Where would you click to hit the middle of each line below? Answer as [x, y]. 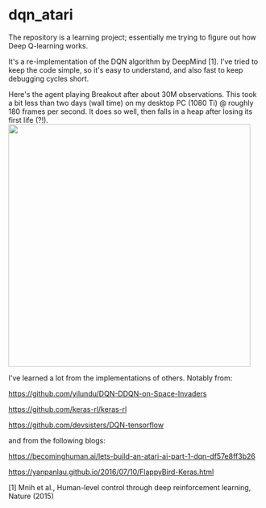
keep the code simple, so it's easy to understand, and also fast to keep [126, 69]
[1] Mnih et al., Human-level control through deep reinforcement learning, [130, 487]
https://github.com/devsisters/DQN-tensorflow [86, 425]
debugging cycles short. [49, 78]
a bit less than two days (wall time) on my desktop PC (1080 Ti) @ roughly [131, 103]
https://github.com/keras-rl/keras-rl [68, 409]
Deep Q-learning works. [48, 45]
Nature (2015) [31, 496]
